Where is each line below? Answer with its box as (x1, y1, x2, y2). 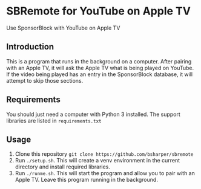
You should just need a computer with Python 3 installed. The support (6, 111, 180, 118)
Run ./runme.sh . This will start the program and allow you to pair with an (15, 170, 195, 177)
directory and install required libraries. (15, 163, 111, 170)
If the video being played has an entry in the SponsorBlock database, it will (6, 71, 193, 78)
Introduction (6, 42, 54, 52)
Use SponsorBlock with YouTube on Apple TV (6, 24, 120, 31)
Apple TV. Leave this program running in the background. (15, 176, 159, 184)
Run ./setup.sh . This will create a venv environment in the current (15, 157, 180, 164)
